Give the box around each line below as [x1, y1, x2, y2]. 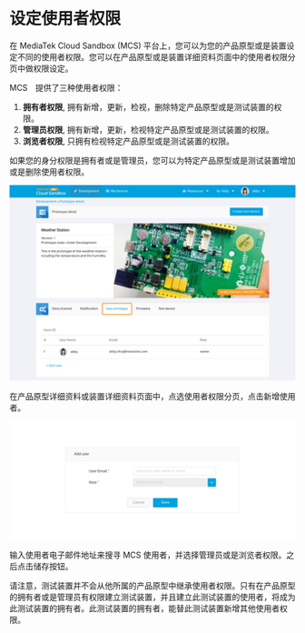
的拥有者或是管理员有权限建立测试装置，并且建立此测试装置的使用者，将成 [9, 592, 288, 603]
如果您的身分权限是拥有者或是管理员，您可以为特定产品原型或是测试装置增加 [9, 155, 296, 166]
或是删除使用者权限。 [9, 166, 89, 177]
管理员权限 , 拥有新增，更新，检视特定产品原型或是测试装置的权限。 [22, 124, 274, 135]
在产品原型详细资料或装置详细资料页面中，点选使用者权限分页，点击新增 [9, 391, 280, 402]
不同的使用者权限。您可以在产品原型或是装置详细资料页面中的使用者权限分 [16, 51, 296, 62]
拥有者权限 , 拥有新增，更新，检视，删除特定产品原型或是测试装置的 [22, 101, 274, 112]
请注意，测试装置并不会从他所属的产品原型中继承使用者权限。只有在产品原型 [9, 580, 296, 591]
